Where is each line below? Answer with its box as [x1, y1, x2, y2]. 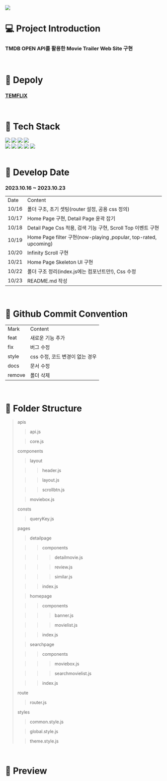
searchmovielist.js [54, 671, 92, 677]
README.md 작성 [27, 277, 68, 284]
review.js [54, 564, 73, 570]
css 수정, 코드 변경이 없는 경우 [30, 353, 97, 360]
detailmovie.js [54, 554, 83, 560]
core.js [29, 439, 44, 445]
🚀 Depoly [5, 74, 43, 85]
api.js [29, 429, 41, 435]
